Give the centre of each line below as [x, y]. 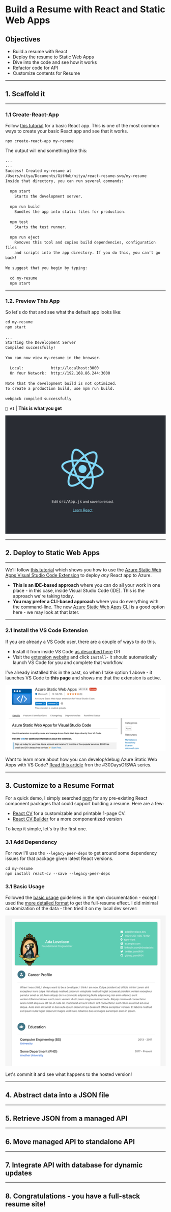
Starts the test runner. [41, 227]
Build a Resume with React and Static [85, 9]
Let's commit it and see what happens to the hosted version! [69, 1074]
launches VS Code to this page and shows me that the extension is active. [83, 678]
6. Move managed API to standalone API [70, 1142]
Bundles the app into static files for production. [70, 212]
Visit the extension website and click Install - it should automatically [84, 657]
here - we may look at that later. [46, 612]
